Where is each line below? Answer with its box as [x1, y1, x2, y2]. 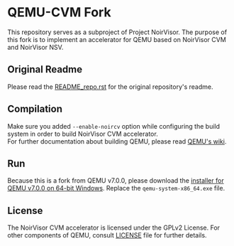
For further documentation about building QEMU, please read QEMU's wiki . [7, 137, 227, 146]
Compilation [7, 103, 62, 115]
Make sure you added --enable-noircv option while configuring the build [7, 122, 221, 130]
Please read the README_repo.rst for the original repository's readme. [7, 82, 213, 91]
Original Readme [7, 63, 83, 75]
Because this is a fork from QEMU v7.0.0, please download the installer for [7, 176, 225, 185]
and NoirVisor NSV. [7, 43, 64, 51]
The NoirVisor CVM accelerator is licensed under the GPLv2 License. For [7, 223, 221, 232]
